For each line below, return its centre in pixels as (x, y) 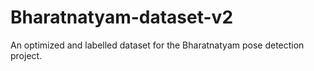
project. (26, 55)
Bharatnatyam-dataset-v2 (122, 17)
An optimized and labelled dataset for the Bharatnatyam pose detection (157, 45)
